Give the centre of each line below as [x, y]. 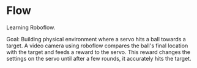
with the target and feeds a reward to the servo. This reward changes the [98, 52]
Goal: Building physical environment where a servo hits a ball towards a [96, 39]
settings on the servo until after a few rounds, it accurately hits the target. [99, 58]
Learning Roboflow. [31, 27]
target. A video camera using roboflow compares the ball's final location [97, 46]
